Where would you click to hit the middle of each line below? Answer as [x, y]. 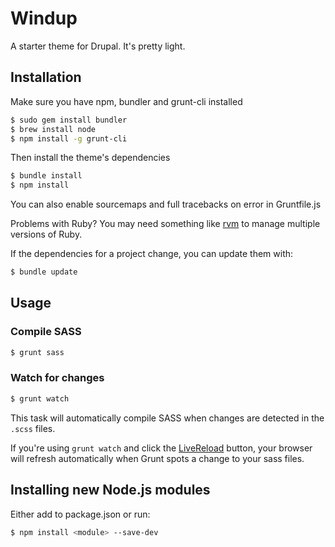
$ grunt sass [37, 352]
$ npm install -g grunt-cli [69, 138]
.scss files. [33, 428]
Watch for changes [57, 378]
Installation [46, 77]
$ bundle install [46, 176]
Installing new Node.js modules [110, 490]
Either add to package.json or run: [80, 514]
